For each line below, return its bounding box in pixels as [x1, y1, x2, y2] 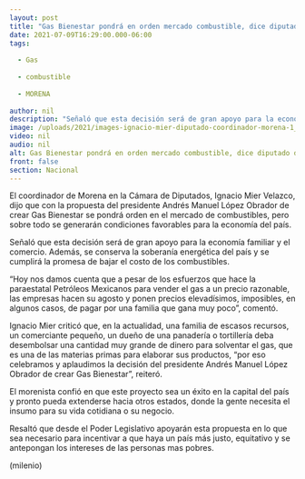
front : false [9, 156, 59, 166]
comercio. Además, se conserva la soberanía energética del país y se [9, 246, 270, 257]
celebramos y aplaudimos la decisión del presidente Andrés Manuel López [9, 359, 289, 370]
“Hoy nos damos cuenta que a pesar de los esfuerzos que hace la [9, 274, 256, 284]
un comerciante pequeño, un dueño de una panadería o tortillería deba [9, 330, 274, 341]
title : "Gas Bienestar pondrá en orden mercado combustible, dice [9, 22, 266, 31]
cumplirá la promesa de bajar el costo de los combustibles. [9, 256, 230, 267]
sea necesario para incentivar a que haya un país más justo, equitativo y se [9, 433, 290, 444]
